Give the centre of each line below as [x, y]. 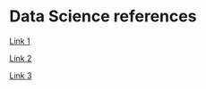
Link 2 [21, 58]
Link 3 [21, 75]
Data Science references [103, 16]
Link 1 [20, 41]
